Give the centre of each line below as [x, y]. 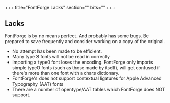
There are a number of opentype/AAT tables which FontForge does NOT [89, 89]
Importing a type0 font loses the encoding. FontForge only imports [82, 62]
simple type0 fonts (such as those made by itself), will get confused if [86, 67]
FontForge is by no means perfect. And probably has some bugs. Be [77, 36]
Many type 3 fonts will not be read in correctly [61, 56]
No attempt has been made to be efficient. [57, 51]
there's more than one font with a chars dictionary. [66, 73]
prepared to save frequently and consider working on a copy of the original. [85, 41]
